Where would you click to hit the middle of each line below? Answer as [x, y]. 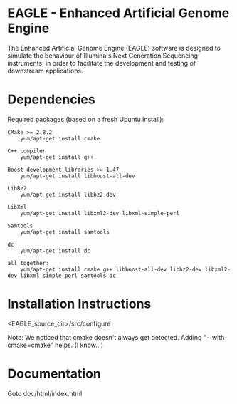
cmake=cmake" [30, 345]
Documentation [54, 374]
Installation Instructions [79, 304]
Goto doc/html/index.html [45, 393]
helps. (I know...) [79, 345]
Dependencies [51, 99]
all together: [28, 263]
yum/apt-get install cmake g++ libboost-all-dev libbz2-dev [111, 269]
